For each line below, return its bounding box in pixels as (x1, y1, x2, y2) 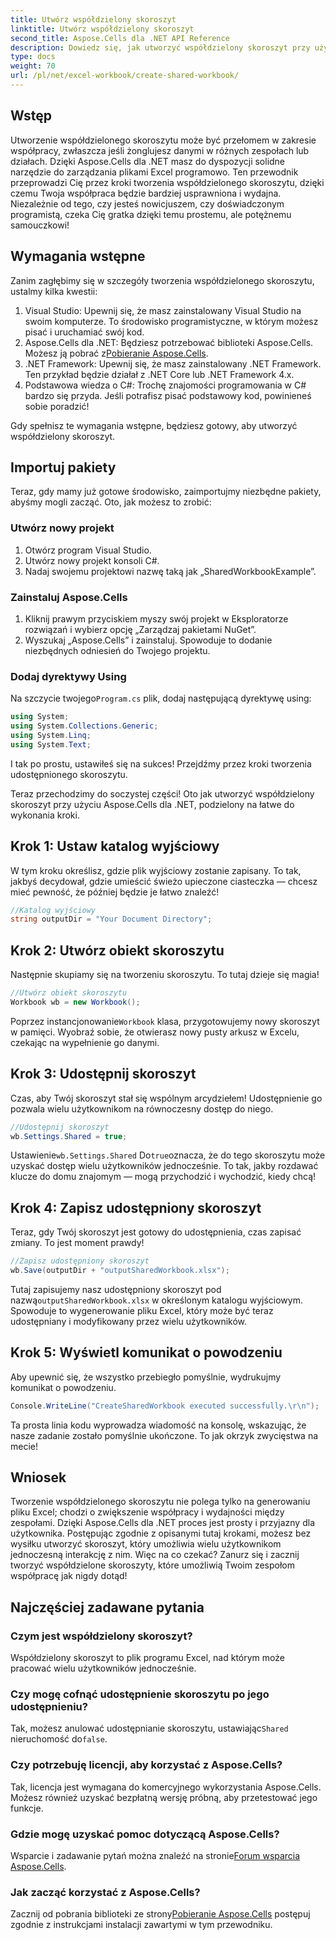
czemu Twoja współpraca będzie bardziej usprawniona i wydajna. (10, 187, 282, 199)
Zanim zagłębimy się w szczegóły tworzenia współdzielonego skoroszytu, (10, 274, 315, 286)
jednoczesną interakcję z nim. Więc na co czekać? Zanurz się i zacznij (10, 1549, 300, 1561)
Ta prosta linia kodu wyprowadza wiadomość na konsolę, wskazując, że (10, 1419, 307, 1431)
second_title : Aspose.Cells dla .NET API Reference (10, 33, 230, 43)
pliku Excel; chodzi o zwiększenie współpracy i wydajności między (10, 1506, 285, 1518)
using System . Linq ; (10, 730, 92, 740)
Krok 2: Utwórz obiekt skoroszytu (10, 942, 225, 959)
